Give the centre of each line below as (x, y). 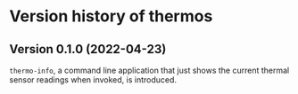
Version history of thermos (111, 16)
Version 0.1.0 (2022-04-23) (88, 49)
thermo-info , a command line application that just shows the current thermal (149, 70)
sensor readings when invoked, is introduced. (93, 80)
